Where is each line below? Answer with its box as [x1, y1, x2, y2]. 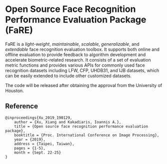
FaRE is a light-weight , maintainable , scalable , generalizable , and [5, 41, 140, 47]
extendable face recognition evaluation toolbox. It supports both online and [5, 46, 160, 52]
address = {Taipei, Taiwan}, [14, 141, 75, 146]
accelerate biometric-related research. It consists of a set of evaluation [5, 57, 151, 63]
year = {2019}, [14, 137, 46, 142]
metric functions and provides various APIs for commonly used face [5, 62, 145, 68]
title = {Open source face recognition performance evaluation [14, 124, 149, 129]
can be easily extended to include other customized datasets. [5, 73, 132, 79]
